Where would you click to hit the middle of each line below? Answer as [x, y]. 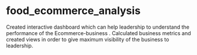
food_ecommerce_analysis [74, 11]
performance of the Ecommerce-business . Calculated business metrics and [98, 33]
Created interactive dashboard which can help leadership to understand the [98, 27]
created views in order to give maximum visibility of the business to [88, 39]
